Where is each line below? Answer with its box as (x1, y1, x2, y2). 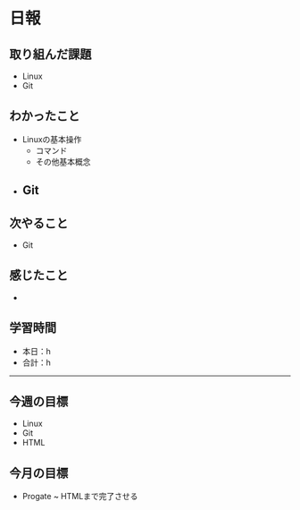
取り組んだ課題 (9, 47, 92, 62)
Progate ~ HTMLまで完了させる (21, 491, 138, 502)
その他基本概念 (35, 156, 91, 166)
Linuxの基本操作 (21, 133, 82, 144)
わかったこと (9, 108, 80, 123)
